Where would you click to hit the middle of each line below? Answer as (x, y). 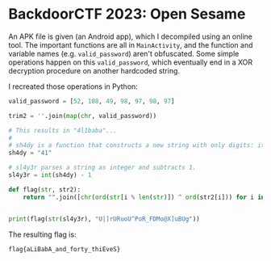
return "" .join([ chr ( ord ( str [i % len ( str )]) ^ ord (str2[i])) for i (139, 197)
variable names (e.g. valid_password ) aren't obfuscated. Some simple (124, 53)
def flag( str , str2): (45, 189)
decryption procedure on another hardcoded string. (94, 70)
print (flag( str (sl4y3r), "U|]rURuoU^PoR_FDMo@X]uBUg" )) (104, 219)
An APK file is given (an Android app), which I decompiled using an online (130, 36)
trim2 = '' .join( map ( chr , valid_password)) (83, 116)
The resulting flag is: (42, 234)
